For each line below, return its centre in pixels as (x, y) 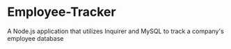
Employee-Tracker (62, 12)
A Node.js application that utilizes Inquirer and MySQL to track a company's (115, 31)
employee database (35, 38)
